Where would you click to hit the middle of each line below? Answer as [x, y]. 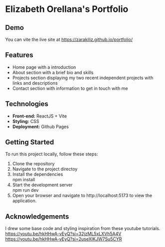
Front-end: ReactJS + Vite [40, 116]
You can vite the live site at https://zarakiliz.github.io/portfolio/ [69, 39]
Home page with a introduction [44, 67]
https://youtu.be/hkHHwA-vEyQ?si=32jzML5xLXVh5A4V [63, 234]
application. [24, 201]
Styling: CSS [26, 121]
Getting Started [30, 142]
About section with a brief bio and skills [53, 72]
